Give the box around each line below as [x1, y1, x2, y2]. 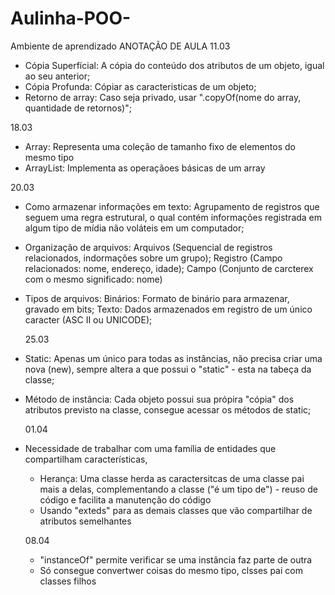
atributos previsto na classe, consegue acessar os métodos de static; [24, 403, 312, 416]
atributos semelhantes [39, 515, 132, 527]
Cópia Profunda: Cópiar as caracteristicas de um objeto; [24, 80, 257, 92]
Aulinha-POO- [10, 7, 132, 30]
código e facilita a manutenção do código [39, 493, 212, 506]
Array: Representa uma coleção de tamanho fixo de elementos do [24, 140, 296, 152]
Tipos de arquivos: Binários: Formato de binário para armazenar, [24, 292, 290, 304]
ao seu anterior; [24, 70, 91, 82]
